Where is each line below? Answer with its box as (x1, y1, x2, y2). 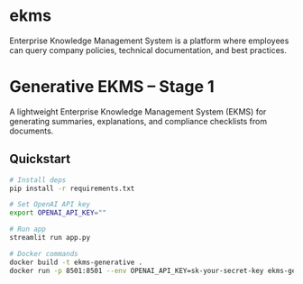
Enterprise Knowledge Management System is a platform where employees (9, 35, 289, 46)
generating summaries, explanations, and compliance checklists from (9, 115, 268, 126)
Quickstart (9, 151, 71, 167)
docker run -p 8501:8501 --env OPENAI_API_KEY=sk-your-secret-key (9, 266, 264, 275)
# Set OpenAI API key (9, 200, 91, 209)
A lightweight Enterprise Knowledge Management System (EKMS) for (9, 105, 267, 117)
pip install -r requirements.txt (9, 184, 135, 193)
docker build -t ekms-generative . (9, 258, 143, 267)
